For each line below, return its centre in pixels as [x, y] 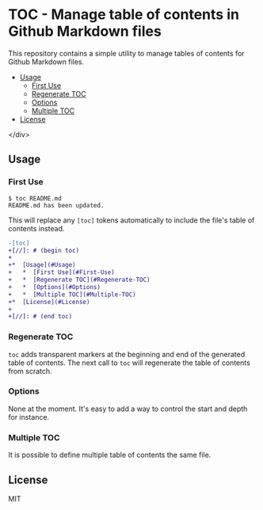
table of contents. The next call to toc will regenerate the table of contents [130, 363]
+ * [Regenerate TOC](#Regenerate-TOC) [79, 280]
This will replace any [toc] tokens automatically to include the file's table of [131, 220]
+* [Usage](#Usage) [42, 265]
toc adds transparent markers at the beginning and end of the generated [127, 354]
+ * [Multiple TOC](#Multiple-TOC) [72, 295]
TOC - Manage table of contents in [124, 15]
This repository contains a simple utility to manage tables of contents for [126, 53]
